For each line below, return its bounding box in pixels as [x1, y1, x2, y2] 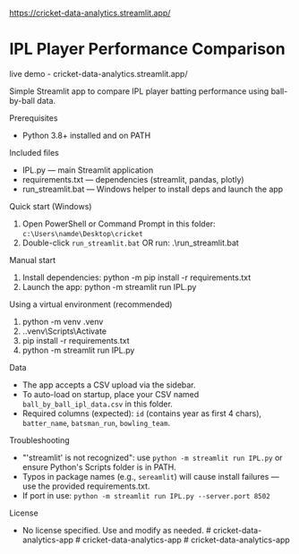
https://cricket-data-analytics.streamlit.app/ [9, 8, 171, 18]
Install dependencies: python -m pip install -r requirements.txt [21, 272, 252, 283]
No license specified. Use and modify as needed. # [21, 524, 212, 535]
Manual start [9, 254, 56, 265]
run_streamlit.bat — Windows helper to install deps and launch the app [21, 183, 284, 194]
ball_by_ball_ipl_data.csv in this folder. [21, 398, 173, 409]
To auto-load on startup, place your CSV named [21, 388, 200, 399]
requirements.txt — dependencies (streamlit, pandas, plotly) [21, 174, 244, 184]
